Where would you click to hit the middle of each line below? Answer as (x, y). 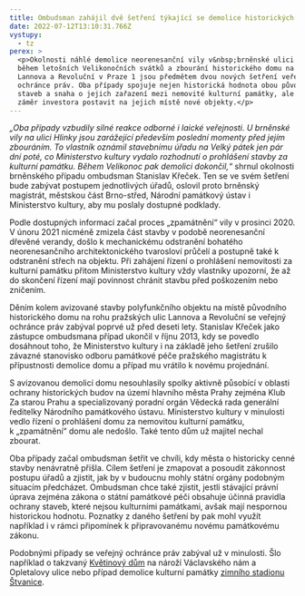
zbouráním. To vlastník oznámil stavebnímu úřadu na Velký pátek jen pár (146, 147)
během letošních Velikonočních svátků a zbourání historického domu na (156, 69)
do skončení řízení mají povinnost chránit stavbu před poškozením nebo (144, 280)
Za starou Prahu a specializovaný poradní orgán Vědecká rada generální (144, 402)
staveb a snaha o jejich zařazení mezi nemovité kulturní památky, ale (156, 93)
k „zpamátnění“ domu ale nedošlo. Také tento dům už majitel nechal (136, 431)
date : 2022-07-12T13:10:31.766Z (70, 26)
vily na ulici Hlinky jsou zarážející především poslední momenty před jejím (148, 138)
